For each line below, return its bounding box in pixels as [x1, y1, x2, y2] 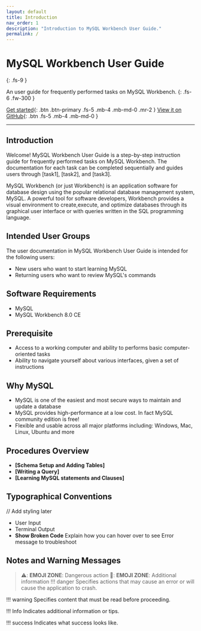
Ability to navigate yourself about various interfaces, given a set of [14, 357, 179, 364]
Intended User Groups [6, 231, 90, 241]
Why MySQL [6, 381, 54, 391]
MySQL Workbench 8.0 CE [14, 311, 81, 318]
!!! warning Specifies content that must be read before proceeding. [6, 596, 170, 603]
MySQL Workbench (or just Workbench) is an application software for [6, 182, 178, 189]
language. [6, 214, 31, 221]
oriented [14, 351, 36, 358]
